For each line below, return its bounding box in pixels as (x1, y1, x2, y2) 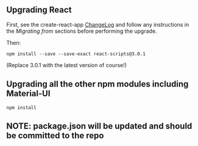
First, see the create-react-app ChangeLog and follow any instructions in (6, 21, 189, 28)
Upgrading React (6, 5, 72, 15)
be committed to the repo (6, 130, 104, 141)
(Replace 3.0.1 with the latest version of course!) (6, 61, 127, 68)
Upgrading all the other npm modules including (6, 79, 189, 90)
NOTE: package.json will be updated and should (6, 121, 193, 131)
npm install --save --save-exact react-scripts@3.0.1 (6, 51, 146, 57)
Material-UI (6, 88, 51, 99)
